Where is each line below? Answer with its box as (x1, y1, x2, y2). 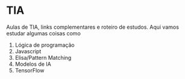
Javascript (14, 47, 42, 54)
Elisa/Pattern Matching (14, 54, 72, 61)
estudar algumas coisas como (6, 29, 81, 37)
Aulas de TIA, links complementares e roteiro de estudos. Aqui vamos (6, 23, 180, 31)
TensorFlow (14, 66, 45, 74)
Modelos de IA (14, 60, 51, 68)
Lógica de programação (14, 41, 75, 48)
